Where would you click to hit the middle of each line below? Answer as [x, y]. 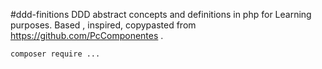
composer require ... [55, 54]
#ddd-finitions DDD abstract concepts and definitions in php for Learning [161, 14]
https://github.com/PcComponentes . [87, 35]
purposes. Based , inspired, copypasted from [103, 25]
